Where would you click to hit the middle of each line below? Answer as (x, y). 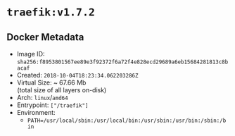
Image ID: (31, 54)
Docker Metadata (45, 37)
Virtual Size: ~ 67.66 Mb (51, 82)
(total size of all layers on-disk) (62, 90)
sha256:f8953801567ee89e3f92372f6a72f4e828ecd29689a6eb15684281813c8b (122, 62)
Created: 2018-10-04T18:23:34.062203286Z (77, 75)
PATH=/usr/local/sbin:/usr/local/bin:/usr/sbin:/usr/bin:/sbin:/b (127, 120)
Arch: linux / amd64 (42, 98)
